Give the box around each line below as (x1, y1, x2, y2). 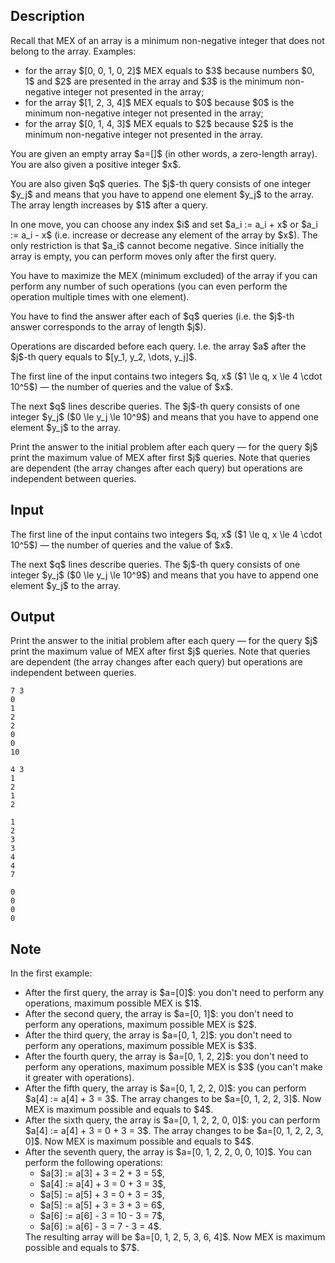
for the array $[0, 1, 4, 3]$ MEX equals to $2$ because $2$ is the (24, 117, 294, 129)
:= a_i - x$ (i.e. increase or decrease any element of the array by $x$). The (10, 229, 318, 241)
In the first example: (10, 967, 93, 979)
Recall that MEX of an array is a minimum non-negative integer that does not (10, 34, 325, 46)
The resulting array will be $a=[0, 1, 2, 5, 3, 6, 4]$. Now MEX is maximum (24, 1231, 326, 1243)
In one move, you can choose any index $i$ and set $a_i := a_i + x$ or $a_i (10, 218, 318, 230)
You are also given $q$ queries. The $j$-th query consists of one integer (10, 177, 312, 189)
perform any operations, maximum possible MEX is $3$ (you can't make (24, 1061, 323, 1073)
